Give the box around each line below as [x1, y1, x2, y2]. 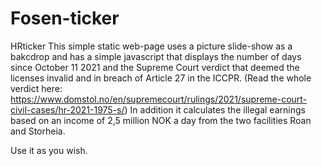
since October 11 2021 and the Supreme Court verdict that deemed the [10, 61, 300, 73]
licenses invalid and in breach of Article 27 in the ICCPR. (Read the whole [10, 72, 312, 84]
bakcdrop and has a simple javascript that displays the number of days [10, 50, 302, 62]
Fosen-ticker [10, 7, 120, 30]
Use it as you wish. [10, 144, 88, 156]
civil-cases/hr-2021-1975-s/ [10, 103, 125, 116]
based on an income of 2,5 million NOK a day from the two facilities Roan [10, 114, 312, 126]
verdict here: [10, 82, 63, 94]
